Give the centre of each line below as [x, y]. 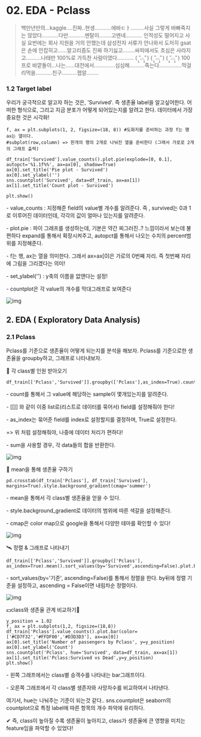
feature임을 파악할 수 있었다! [40, 728]
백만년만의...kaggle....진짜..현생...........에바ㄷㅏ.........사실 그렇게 [95, 28]
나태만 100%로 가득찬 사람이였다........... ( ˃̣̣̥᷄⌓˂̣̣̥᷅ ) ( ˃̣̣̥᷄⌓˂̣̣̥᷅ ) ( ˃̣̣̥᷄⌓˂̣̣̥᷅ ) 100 [115, 58]
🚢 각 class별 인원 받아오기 [37, 371]
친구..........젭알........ [75, 73]
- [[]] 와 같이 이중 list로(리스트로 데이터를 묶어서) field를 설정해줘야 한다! [90, 407]
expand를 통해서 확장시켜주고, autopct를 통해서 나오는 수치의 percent [104, 236]
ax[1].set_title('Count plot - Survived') [60, 186]
